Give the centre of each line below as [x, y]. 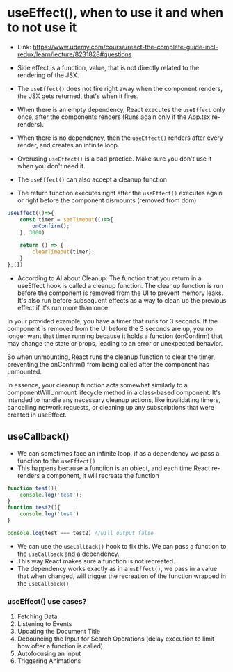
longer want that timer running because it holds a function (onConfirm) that [115, 336]
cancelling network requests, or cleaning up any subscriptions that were [111, 407]
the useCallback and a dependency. [68, 554]
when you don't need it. [51, 166]
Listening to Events [45, 624]
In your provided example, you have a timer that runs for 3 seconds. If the [113, 321]
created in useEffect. [37, 415]
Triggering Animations [49, 661]
